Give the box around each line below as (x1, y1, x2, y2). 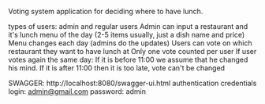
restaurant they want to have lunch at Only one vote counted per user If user (8, 47, 257, 56)
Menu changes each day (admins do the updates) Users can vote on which (8, 38, 252, 48)
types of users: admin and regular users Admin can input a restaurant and (8, 22, 248, 30)
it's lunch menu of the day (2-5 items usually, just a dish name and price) (8, 30, 245, 39)
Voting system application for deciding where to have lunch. (8, 7, 203, 16)
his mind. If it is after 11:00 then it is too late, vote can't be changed (8, 63, 226, 73)
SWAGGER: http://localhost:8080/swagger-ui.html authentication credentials (8, 78, 257, 88)
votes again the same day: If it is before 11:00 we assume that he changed (8, 55, 248, 64)
